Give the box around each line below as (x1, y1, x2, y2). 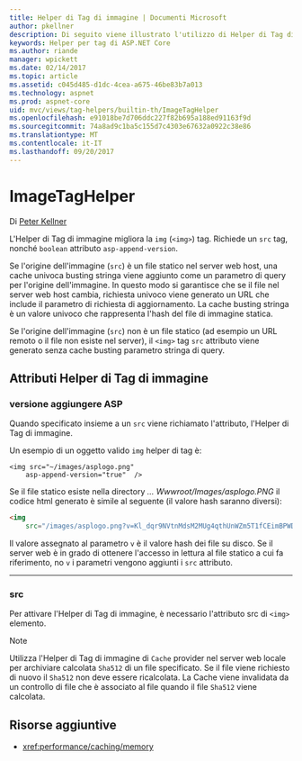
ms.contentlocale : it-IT (9, 139, 102, 148)
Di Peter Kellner (9, 215, 67, 226)
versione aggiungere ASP (9, 397, 123, 410)
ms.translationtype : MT (9, 131, 99, 140)
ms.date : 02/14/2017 (9, 64, 87, 73)
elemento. (9, 618, 47, 629)
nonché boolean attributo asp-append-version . (9, 242, 178, 253)
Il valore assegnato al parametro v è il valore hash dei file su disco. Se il (9, 538, 273, 548)
